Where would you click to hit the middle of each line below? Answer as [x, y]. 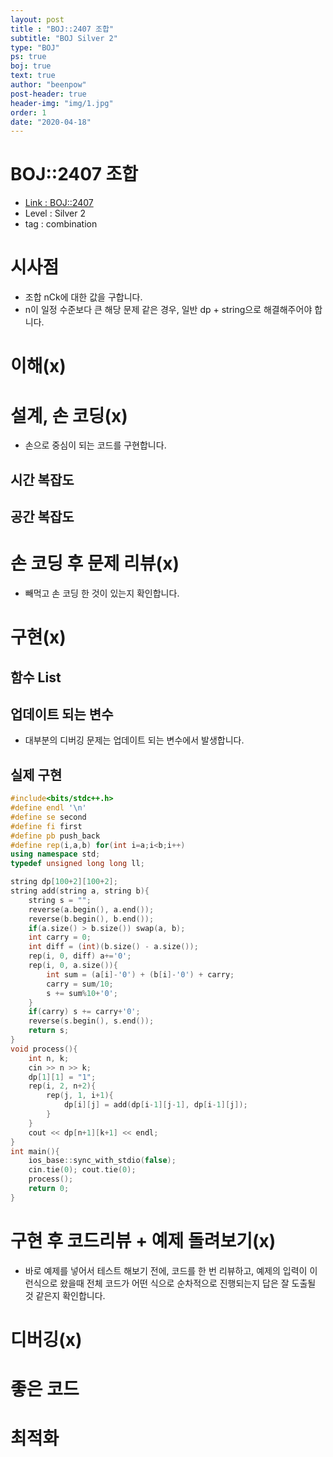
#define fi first [46, 826]
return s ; [49, 1031]
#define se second [48, 817]
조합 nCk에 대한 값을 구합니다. [83, 297]
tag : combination [61, 224]
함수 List [36, 677]
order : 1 [28, 112]
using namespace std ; [55, 854]
